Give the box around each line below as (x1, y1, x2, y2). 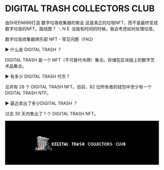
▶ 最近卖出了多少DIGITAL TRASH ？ (5, 100, 78, 106)
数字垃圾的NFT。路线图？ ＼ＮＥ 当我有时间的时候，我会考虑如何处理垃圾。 (5, 25, 157, 32)
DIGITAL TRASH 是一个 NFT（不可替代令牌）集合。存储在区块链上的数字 (5, 57, 151, 63)
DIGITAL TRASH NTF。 (5, 90, 51, 96)
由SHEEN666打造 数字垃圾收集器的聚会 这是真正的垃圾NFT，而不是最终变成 (5, 20, 158, 25)
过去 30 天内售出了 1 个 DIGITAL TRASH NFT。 (5, 110, 99, 116)
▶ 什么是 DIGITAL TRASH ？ (5, 46, 62, 52)
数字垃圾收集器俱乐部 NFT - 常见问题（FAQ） (5, 36, 96, 42)
